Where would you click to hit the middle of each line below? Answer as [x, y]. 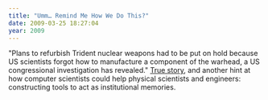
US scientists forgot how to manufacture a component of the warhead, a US [134, 62]
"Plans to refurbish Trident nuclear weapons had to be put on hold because [133, 54]
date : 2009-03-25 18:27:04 [54, 23]
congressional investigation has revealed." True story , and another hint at [130, 70]
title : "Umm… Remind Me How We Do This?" [79, 16]
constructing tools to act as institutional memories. [92, 87]
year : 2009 [27, 30]
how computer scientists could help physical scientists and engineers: [125, 79]
